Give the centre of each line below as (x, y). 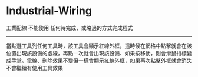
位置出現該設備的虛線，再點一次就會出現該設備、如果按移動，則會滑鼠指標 (96, 53)
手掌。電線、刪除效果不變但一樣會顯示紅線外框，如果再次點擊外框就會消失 (101, 61)
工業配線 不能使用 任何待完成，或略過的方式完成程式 (70, 28)
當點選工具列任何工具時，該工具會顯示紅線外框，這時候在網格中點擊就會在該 (99, 46)
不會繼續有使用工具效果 (34, 68)
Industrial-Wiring (49, 11)
